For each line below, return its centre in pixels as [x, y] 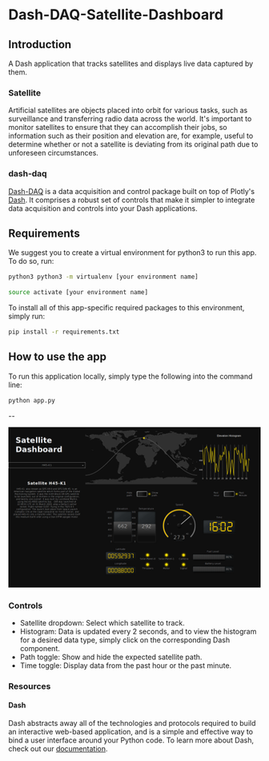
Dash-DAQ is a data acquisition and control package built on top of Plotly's [131, 191]
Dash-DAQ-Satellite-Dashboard [116, 15]
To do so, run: [31, 261]
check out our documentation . [58, 749]
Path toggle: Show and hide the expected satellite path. [111, 657]
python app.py [32, 400]
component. [40, 648]
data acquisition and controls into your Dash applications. [103, 208]
